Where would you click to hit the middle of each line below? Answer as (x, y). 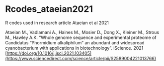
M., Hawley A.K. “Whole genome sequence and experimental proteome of (81, 37)
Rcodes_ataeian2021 (49, 9)
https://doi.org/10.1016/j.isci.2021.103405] (49, 53)
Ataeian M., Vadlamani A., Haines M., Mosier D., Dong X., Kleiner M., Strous (82, 32)
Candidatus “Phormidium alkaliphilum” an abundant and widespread (75, 42)
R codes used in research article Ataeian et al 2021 (57, 23)
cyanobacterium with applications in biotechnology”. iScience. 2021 (74, 48)
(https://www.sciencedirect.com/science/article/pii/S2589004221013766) (81, 58)
